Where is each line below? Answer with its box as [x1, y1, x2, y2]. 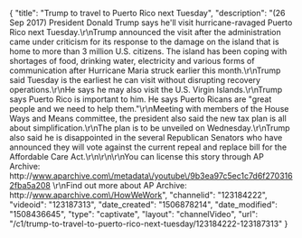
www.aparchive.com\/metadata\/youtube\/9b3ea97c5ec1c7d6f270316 [32, 170, 293, 181]
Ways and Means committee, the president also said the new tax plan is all [9, 113, 287, 124]
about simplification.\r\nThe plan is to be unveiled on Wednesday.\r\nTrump [9, 123, 291, 133]
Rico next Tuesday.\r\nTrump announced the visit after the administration [9, 27, 282, 37]
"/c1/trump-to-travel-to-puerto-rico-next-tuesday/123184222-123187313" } [9, 218, 288, 229]
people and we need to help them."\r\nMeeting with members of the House [9, 104, 289, 114]
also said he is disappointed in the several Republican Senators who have [9, 133, 283, 142]
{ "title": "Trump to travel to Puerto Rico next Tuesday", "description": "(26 [9, 8, 287, 18]
